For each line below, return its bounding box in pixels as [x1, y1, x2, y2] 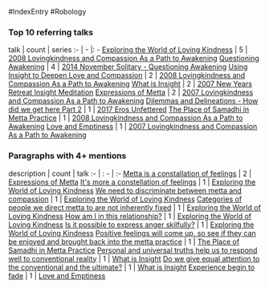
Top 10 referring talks [8, 26, 94, 38]
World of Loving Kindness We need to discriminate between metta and [8, 185, 243, 195]
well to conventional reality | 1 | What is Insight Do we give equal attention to [8, 254, 260, 263]
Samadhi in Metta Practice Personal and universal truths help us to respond [8, 245, 258, 255]
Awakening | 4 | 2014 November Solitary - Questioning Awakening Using [8, 62, 248, 71]
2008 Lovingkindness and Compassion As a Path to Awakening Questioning [8, 54, 259, 63]
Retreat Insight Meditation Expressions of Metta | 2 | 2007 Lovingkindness [8, 87, 254, 97]
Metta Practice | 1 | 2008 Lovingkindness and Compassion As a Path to [8, 113, 243, 123]
